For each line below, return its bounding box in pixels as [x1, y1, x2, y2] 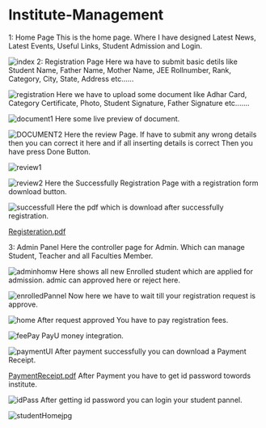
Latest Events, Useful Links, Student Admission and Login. [8, 40, 203, 50]
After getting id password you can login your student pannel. [40, 395, 243, 405]
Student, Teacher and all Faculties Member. [8, 251, 154, 261]
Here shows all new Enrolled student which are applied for [59, 266, 253, 276]
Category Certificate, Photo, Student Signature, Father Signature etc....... [8, 98, 250, 108]
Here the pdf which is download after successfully [56, 202, 224, 212]
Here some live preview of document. [55, 113, 180, 123]
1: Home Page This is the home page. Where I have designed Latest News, [8, 32, 256, 42]
